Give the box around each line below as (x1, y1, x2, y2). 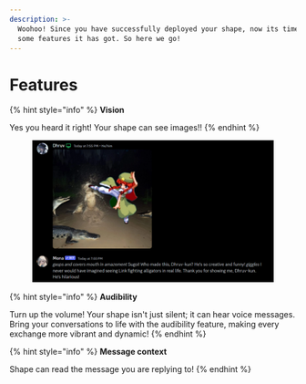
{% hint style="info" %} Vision (9, 105, 125, 116)
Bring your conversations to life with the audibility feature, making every (9, 318, 280, 329)
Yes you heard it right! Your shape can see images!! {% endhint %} (9, 122, 260, 133)
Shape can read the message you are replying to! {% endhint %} (9, 363, 252, 374)
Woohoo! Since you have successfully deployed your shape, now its (17, 24, 280, 34)
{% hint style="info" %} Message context (9, 346, 168, 357)
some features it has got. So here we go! (17, 34, 181, 43)
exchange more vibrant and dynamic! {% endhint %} (9, 328, 207, 339)
